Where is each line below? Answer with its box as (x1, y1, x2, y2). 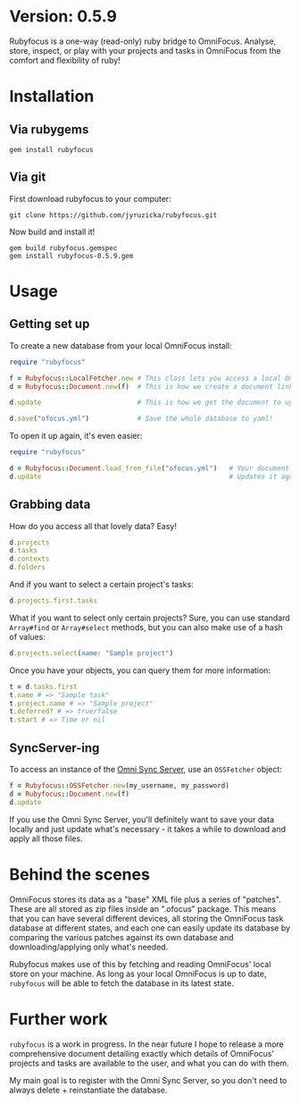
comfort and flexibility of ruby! (9, 55, 121, 65)
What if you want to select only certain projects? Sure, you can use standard (9, 612, 290, 623)
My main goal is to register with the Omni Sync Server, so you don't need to (9, 1075, 287, 1085)
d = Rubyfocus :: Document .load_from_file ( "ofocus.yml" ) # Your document (9, 464, 290, 473)
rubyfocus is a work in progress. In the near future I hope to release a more (9, 1039, 284, 1049)
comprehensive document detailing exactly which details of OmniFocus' (9, 1048, 275, 1058)
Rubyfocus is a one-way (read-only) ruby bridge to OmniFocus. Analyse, (9, 36, 277, 46)
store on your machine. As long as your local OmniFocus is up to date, (9, 968, 267, 979)
